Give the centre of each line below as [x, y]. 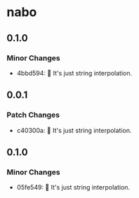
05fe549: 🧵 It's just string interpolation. [73, 188]
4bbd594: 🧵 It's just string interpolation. [74, 73]
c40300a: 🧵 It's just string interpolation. [74, 130]
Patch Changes [33, 115]
